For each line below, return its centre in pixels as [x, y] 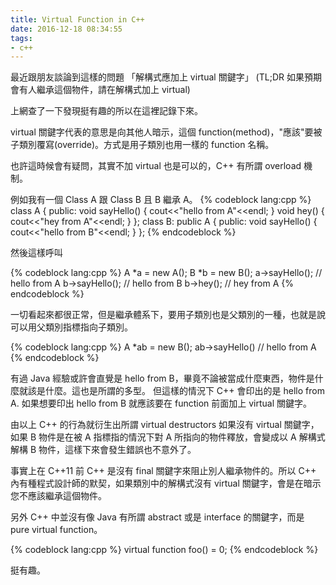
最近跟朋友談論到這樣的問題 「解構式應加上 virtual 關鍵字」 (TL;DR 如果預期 [166, 77]
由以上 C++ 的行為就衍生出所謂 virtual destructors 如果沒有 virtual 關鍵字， [165, 425]
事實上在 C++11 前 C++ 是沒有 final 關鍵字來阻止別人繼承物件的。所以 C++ [163, 471]
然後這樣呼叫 [36, 253]
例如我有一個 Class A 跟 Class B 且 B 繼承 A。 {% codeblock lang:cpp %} [161, 200]
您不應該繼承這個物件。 [58, 496]
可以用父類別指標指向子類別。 [71, 327]
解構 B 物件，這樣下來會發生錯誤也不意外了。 [103, 450]
